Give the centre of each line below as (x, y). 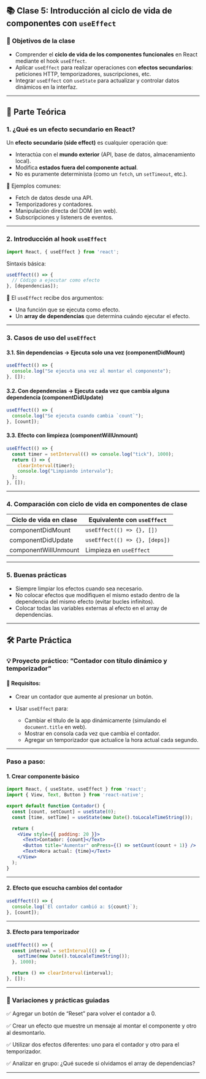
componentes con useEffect (61, 24)
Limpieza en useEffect (117, 550)
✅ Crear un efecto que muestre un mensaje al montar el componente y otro (101, 1026)
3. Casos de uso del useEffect (51, 338)
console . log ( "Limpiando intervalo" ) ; (66, 471)
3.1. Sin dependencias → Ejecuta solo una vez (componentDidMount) (96, 353)
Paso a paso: (26, 761)
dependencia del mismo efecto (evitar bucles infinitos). (85, 601)
